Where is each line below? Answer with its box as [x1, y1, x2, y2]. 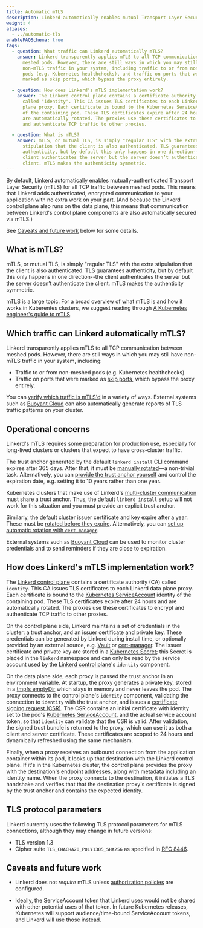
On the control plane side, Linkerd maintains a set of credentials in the [6, 622, 181, 629]
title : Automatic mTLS [6, 8, 63, 15]
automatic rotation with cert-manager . [6, 526, 100, 534]
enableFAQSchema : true [6, 37, 63, 43]
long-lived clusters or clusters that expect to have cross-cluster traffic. [6, 446, 182, 454]
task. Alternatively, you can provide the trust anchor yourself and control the [6, 471, 196, 478]
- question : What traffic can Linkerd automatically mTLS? [11, 48, 164, 54]
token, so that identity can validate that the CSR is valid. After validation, [6, 717, 189, 725]
